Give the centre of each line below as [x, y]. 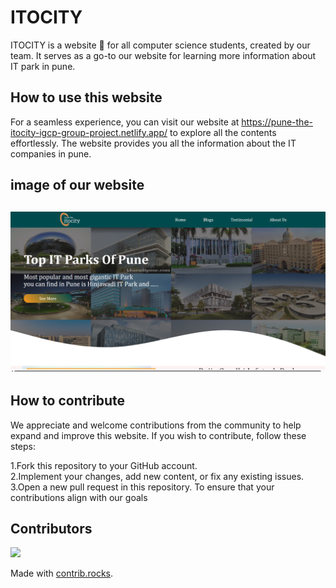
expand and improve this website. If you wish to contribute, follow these [158, 435]
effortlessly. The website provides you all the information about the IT [153, 143]
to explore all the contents [223, 132]
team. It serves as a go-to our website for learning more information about [163, 55]
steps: [23, 446]
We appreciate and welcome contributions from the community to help [156, 425]
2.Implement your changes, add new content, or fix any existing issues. [157, 476]
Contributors [51, 528]
